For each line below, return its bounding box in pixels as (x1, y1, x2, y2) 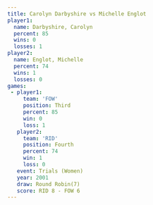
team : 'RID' (23, 135, 59, 142)
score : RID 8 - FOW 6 (16, 187, 80, 194)
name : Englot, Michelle (13, 56, 83, 63)
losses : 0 (13, 75, 42, 83)
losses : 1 (13, 43, 42, 50)
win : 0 (23, 115, 42, 122)
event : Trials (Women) (16, 167, 83, 175)
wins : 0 (13, 37, 37, 44)
